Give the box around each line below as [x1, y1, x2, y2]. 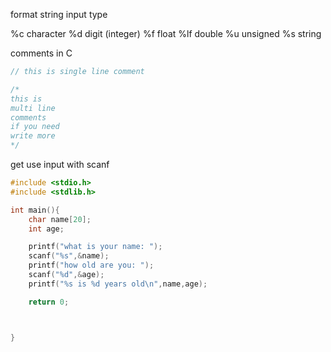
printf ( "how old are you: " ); [28, 260, 155, 271]
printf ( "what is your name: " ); [28, 242, 163, 252]
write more [10, 131, 56, 141]
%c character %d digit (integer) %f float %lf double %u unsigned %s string [10, 28, 322, 39]
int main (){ [10, 205, 60, 215]
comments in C [10, 47, 73, 59]
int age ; [28, 224, 65, 234]
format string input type [10, 9, 108, 20]
